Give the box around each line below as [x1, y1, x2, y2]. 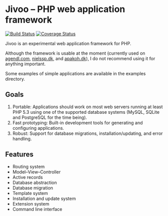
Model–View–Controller [12, 169, 61, 175]
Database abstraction [12, 179, 57, 185]
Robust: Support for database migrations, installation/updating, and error [12, 130, 163, 136]
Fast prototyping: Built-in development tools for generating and [12, 119, 143, 126]
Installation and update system [12, 195, 76, 201]
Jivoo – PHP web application [5, 4, 125, 15]
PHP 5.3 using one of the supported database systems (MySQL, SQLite [12, 109, 159, 115]
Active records [12, 174, 43, 180]
